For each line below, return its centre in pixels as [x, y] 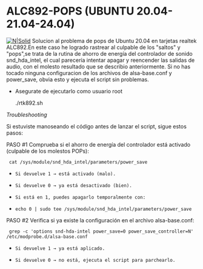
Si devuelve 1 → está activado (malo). [65, 174]
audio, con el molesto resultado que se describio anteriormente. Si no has [98, 66]
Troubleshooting [27, 115]
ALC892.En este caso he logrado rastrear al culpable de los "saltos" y [93, 47]
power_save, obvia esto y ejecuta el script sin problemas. [78, 79]
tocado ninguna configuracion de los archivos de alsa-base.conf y [89, 73]
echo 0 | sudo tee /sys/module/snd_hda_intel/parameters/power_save [103, 209]
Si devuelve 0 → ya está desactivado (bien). [73, 185]
